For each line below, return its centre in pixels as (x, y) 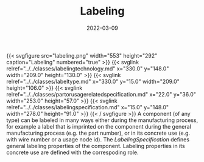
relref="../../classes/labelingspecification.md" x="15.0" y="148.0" (88, 107)
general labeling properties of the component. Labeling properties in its (96, 146)
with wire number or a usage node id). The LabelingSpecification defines (98, 139)
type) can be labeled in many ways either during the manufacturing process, (102, 120)
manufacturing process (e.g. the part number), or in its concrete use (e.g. (98, 133)
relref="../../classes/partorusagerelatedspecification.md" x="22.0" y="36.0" (101, 94)
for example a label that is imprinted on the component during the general (99, 126)
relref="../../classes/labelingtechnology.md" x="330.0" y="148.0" (88, 69)
